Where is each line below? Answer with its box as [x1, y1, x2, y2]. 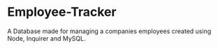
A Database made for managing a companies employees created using [7, 27, 212, 35]
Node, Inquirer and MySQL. [7, 34, 86, 42]
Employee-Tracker [7, 4, 117, 20]
